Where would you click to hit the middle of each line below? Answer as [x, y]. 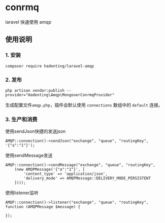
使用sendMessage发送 [29, 156]
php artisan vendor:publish [35, 90]
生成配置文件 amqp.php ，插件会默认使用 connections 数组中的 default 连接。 [84, 105]
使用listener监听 [22, 193]
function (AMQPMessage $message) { [43, 207]
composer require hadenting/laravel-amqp [50, 66]
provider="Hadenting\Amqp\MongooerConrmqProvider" [60, 95]
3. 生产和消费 [21, 119]
